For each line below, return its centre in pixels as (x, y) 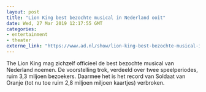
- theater (19, 40)
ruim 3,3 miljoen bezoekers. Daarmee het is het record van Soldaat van (96, 76)
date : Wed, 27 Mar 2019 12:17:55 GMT (55, 23)
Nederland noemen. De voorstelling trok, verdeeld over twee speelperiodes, (102, 69)
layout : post (23, 12)
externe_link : (25, 46)
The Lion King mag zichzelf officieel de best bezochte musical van (90, 63)
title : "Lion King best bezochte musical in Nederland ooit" (86, 18)
